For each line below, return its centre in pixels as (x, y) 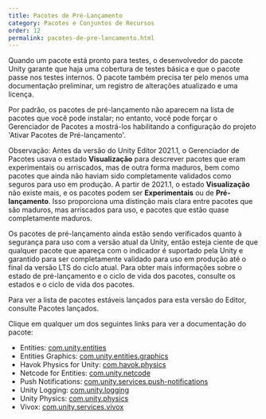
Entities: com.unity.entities (63, 348)
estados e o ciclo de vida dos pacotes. (72, 284)
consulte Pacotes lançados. (54, 308)
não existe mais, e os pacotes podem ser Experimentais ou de (111, 193)
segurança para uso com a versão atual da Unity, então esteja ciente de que (133, 242)
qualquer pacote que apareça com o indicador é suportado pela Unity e (126, 251)
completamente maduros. (51, 218)
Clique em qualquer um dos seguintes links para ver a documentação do (127, 324)
